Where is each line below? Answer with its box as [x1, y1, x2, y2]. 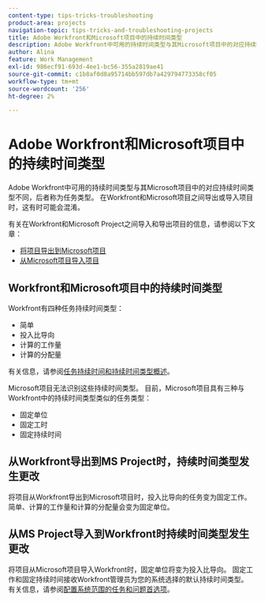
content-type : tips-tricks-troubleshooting [8, 11, 154, 20]
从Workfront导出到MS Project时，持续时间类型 [8, 455, 239, 468]
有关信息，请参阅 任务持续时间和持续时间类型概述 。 [8, 367, 174, 375]
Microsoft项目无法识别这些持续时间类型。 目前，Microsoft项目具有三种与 [8, 383, 245, 393]
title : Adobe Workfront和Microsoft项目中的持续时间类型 [8, 33, 183, 42]
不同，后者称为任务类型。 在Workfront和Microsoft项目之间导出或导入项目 [14, 192, 254, 202]
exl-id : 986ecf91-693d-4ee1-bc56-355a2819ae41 [8, 63, 164, 71]
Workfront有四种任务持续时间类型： [8, 304, 125, 312]
